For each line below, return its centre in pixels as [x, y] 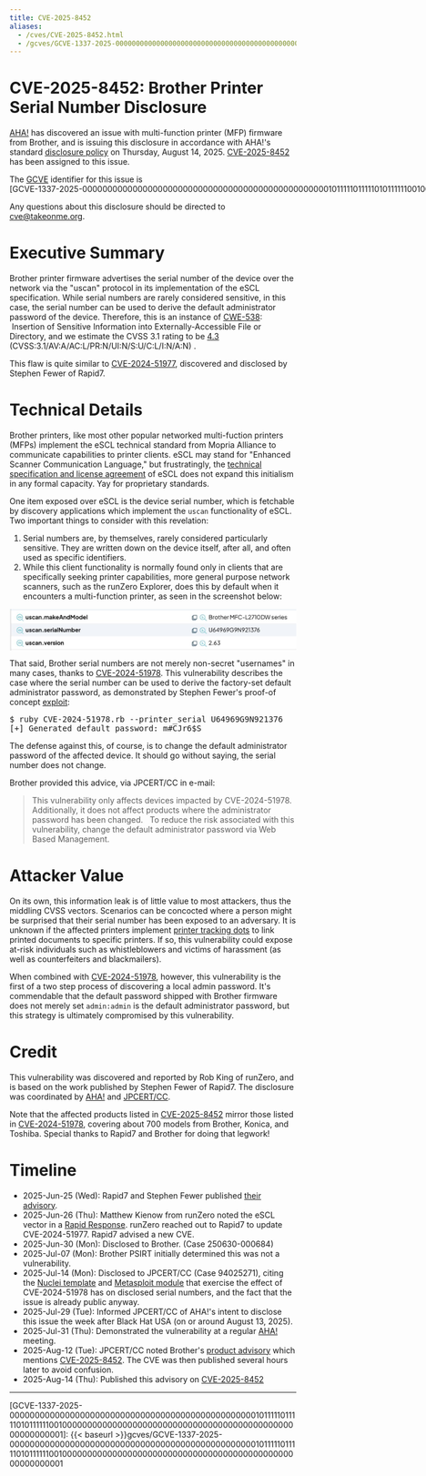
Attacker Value [67, 876]
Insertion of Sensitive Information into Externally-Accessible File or [137, 327]
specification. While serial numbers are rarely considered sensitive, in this [148, 298]
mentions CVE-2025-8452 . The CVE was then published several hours [155, 1360]
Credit [33, 1052]
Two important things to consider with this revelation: [109, 521]
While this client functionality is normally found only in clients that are [153, 567]
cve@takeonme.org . [47, 217]
